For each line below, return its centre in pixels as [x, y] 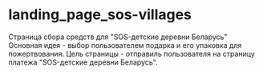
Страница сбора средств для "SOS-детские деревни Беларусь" [118, 37]
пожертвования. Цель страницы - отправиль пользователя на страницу [131, 53]
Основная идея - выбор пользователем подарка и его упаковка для [125, 45]
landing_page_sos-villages [100, 15]
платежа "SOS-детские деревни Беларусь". [83, 62]
